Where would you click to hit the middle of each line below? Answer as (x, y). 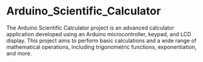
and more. (19, 53)
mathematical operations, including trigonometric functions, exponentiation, (101, 47)
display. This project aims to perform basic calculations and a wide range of (101, 40)
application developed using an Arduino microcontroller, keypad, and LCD (99, 34)
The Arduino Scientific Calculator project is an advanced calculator (91, 28)
